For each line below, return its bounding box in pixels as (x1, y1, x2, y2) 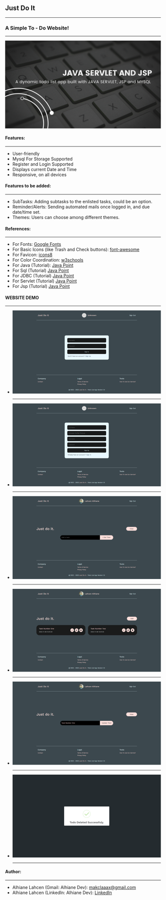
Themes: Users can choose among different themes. (12, 215, 120, 221)
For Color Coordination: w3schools (12, 257, 83, 263)
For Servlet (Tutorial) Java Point (12, 278, 77, 284)
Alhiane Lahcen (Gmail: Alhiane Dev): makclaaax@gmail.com (12, 885, 136, 891)
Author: (5, 869, 22, 875)
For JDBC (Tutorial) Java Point (12, 273, 74, 279)
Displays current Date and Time (12, 166, 77, 172)
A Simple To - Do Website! (5, 24, 69, 31)
